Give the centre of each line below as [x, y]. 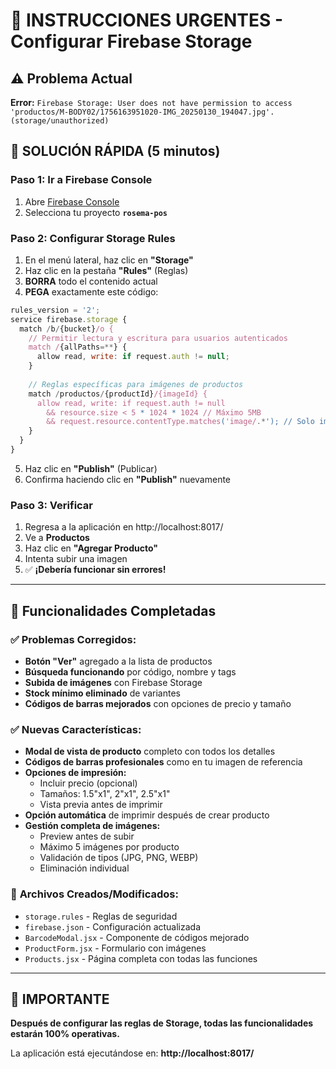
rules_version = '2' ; [55, 310]
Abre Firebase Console [72, 201]
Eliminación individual [84, 868]
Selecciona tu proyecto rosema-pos [96, 212]
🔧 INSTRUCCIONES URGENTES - [147, 20]
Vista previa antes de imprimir [101, 805]
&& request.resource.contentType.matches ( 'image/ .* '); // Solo [180, 422]
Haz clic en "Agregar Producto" [91, 548]
